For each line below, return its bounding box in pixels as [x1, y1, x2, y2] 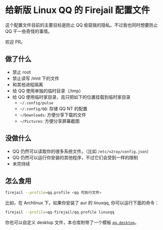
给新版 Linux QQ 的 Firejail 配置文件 [5, 4, 150, 16]
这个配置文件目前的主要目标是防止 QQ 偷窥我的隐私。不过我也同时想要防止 [5, 22, 158, 28]
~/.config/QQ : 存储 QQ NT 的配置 [19, 105, 88, 111]
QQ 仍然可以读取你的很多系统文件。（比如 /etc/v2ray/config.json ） [12, 148, 152, 154]
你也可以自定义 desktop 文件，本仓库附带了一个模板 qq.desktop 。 [5, 220, 139, 226]
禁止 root [12, 69, 31, 75]
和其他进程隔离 [12, 81, 43, 87]
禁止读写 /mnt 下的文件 [12, 75, 60, 81]
